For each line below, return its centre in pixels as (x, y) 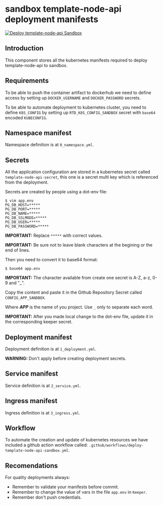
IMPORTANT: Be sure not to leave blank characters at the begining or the (79, 245)
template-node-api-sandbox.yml (37, 451)
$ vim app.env (20, 201)
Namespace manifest (38, 133)
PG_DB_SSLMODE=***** (26, 218)
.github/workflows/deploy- (116, 446)
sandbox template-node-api (63, 9)
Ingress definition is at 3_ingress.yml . (43, 413)
